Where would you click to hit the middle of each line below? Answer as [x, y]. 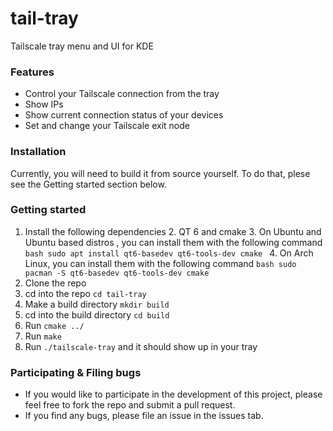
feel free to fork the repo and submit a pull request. [130, 405]
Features [32, 72]
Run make [43, 336]
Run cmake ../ [54, 325]
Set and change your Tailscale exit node [107, 126]
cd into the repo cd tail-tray [85, 293]
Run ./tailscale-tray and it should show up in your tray [141, 346]
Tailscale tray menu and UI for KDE [82, 46]
